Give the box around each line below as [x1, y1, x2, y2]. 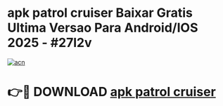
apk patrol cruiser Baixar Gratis [7, 5, 193, 21]
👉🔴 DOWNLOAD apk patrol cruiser [7, 84, 216, 100]
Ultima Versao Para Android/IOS [7, 20, 198, 36]
